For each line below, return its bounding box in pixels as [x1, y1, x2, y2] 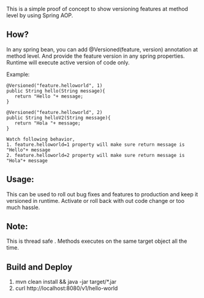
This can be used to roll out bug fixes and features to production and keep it [6, 190, 198, 198]
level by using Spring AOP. [6, 12, 74, 19]
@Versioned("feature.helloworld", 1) [6, 82, 103, 88]
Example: [6, 71, 30, 78]
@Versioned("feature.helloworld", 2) [6, 109, 103, 115]
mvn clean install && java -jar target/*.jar [15, 278, 117, 286]
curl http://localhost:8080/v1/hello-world [15, 285, 118, 292]
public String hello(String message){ [6, 88, 105, 94]
